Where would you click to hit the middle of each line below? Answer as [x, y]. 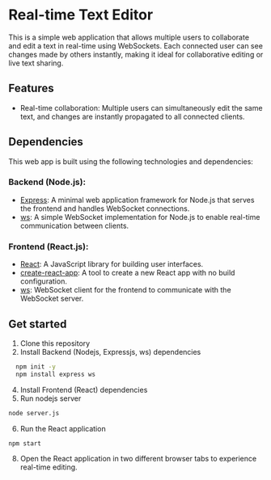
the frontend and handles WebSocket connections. [105, 208]
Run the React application [63, 428]
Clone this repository [55, 343]
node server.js [34, 413]
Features [31, 88]
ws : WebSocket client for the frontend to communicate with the [126, 290]
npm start [25, 443]
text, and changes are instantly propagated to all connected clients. [132, 116]
